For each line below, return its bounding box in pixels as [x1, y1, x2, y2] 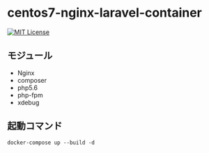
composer [17, 76, 47, 84]
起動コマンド [7, 120, 63, 132]
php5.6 [17, 83, 38, 92]
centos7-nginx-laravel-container [7, 5, 202, 21]
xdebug [17, 98, 40, 106]
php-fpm [17, 90, 43, 99]
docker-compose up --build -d [7, 139, 95, 146]
